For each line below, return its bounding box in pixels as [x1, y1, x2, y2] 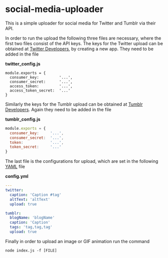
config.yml [5, 173, 29, 179]
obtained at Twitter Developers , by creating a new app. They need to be [5, 46, 154, 52]
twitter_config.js [5, 61, 41, 67]
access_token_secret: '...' [10, 88, 71, 93]
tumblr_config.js [5, 116, 41, 122]
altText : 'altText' [10, 197, 51, 202]
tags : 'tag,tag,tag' [10, 224, 53, 230]
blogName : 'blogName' [10, 215, 55, 220]
